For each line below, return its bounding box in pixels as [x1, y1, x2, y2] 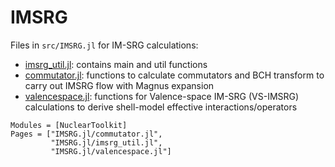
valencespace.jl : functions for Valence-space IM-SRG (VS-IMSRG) [24, 90, 300, 102]
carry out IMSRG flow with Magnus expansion [24, 79, 215, 91]
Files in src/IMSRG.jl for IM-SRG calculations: [10, 39, 199, 51]
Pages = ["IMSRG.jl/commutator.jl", [10, 129, 163, 139]
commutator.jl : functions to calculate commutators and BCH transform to [24, 69, 325, 81]
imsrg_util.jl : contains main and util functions [24, 58, 208, 70]
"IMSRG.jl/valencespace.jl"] [50, 146, 172, 156]
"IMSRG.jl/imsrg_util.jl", [50, 137, 163, 148]
